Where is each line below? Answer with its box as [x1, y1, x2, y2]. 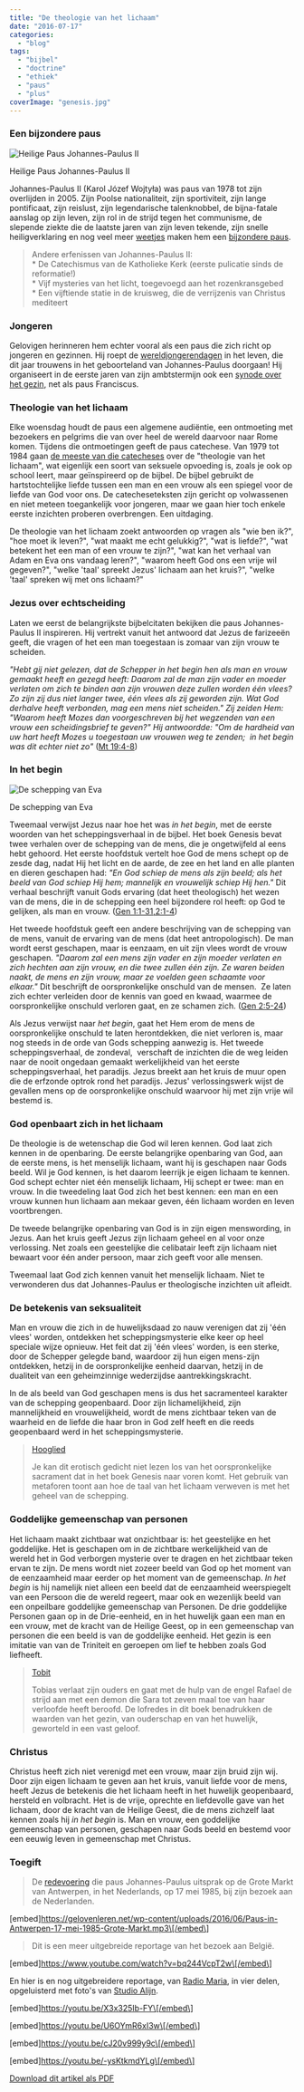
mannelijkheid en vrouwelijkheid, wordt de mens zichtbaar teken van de [9, 1407, 277, 1418]
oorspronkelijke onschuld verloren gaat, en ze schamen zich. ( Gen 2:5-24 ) [9, 1000, 287, 1011]
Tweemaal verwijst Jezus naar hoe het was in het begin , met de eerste [9, 819, 272, 830]
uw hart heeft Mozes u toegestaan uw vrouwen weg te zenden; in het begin [9, 731, 294, 742]
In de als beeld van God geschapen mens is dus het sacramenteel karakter [9, 1388, 288, 1399]
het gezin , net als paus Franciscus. [9, 378, 139, 390]
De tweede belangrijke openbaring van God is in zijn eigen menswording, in [9, 1223, 291, 1234]
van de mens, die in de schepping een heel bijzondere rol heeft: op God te [9, 896, 286, 907]
